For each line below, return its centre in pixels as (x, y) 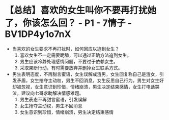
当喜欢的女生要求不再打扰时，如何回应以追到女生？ (66, 49)
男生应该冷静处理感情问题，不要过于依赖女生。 (69, 61)
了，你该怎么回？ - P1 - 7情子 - (68, 23)
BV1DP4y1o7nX (38, 34)
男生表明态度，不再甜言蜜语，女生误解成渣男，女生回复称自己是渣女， (86, 74)
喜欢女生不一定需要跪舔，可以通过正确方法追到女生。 (76, 55)
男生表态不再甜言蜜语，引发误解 (53, 99)
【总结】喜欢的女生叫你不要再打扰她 (81, 10)
